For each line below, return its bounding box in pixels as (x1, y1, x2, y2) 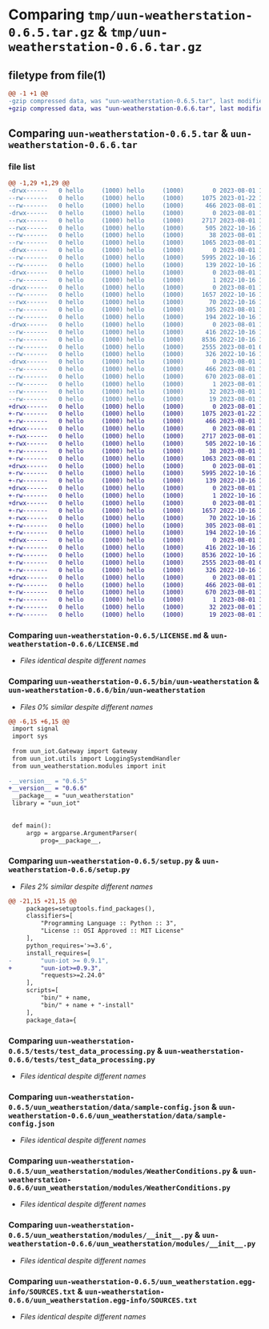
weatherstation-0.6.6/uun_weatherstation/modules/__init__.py (8, 1239, 256, 1249)
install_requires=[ (26, 949, 91, 957)
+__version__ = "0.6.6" (8, 784, 88, 793)
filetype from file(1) (8, 68, 106, 82)
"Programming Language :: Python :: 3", (40, 919, 178, 927)
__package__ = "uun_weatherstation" (11, 792, 134, 800)
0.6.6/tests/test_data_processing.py (8, 1055, 156, 1064)
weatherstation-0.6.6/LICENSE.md (8, 639, 139, 649)
